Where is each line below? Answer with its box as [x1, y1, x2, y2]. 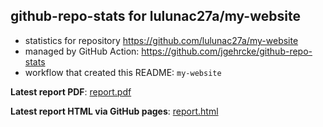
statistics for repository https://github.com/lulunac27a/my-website [24, 34, 299, 46]
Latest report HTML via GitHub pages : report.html [10, 105, 219, 117]
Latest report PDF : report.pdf [10, 85, 132, 98]
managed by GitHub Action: [24, 45, 140, 57]
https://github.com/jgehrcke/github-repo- [141, 45, 313, 57]
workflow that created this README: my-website [24, 66, 222, 78]
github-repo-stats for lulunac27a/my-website [10, 8, 301, 25]
